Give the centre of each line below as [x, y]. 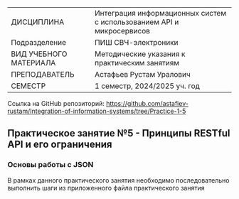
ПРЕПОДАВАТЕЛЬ [43, 74]
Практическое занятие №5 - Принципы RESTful [119, 133]
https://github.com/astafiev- [147, 103]
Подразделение [38, 42]
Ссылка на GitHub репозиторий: [56, 103]
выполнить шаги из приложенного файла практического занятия [106, 188]
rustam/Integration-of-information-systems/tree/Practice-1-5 [97, 111]
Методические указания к [140, 54]
